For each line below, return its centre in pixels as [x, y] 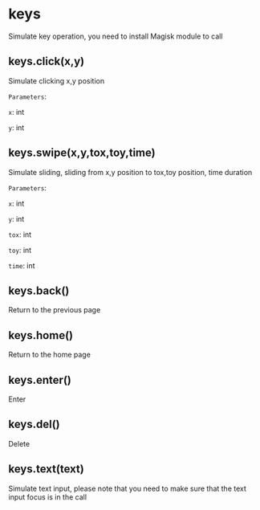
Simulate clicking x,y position [57, 80]
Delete [19, 443]
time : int [22, 265]
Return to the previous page [55, 310]
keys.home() [41, 335]
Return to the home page [49, 355]
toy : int [20, 250]
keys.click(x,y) [47, 61]
